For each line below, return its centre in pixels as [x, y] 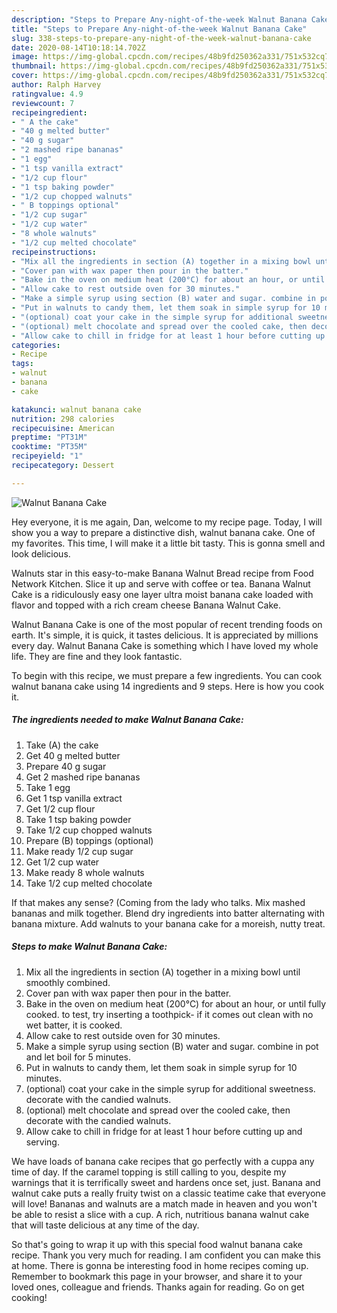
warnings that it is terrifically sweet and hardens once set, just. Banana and [166, 1182]
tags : [22, 364]
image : [25, 57]
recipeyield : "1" [47, 456]
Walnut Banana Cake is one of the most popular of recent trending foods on [167, 624]
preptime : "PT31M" [49, 437]
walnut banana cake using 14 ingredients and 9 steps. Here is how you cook [168, 686]
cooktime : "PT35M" [49, 447]
